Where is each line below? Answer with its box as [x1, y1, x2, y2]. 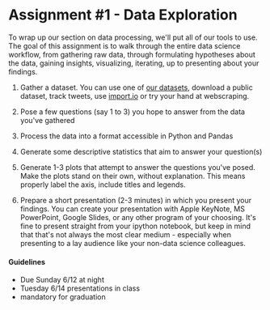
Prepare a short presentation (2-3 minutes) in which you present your [19, 195, 252, 205]
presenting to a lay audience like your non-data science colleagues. [19, 238, 247, 248]
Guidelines [8, 257, 46, 266]
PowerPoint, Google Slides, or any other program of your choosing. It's [19, 212, 256, 222]
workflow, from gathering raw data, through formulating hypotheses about [8, 49, 256, 59]
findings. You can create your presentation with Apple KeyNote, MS [19, 204, 245, 214]
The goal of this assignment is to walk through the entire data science [8, 40, 241, 50]
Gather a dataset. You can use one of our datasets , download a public [19, 83, 253, 92]
